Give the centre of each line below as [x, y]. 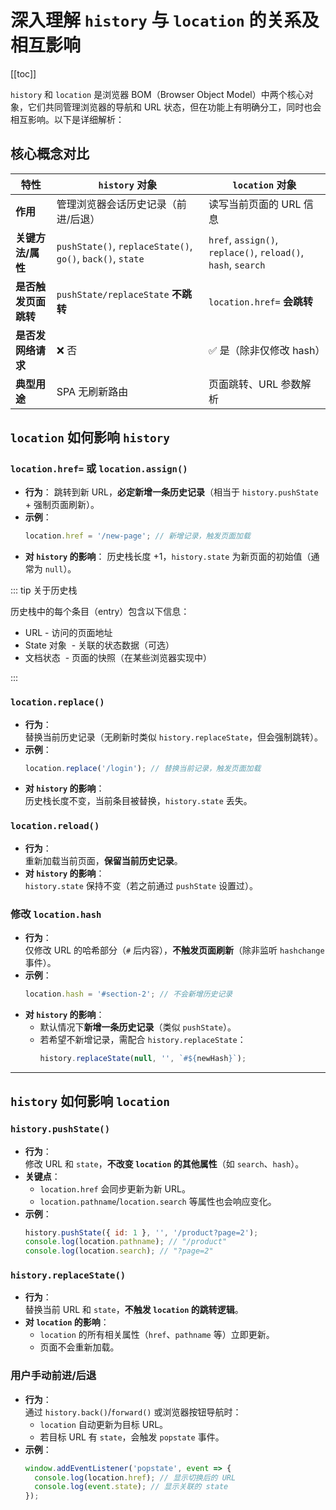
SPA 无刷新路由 [92, 391]
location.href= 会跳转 [260, 301]
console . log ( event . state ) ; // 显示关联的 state [131, 1487]
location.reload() [55, 826]
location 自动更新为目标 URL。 [104, 1424]
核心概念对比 [50, 154]
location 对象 [264, 184]
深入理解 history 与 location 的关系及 [165, 20]
